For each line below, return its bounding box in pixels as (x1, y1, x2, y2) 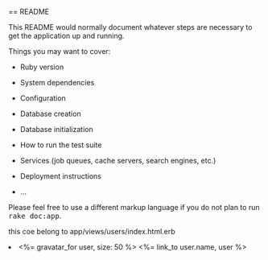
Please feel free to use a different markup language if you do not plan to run (8, 203, 260, 212)
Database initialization (19, 125, 94, 134)
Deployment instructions (19, 171, 102, 180)
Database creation (19, 109, 82, 118)
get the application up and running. (8, 31, 125, 40)
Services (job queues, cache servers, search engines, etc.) (19, 156, 216, 165)
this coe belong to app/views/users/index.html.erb (8, 227, 175, 236)
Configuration (19, 93, 66, 103)
